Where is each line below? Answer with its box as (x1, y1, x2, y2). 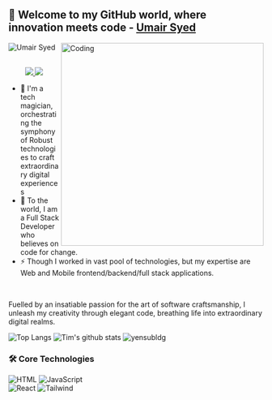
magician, (19, 101, 53, 110)
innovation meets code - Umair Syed (8, 21, 197, 35)
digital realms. (8, 316, 56, 326)
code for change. (19, 247, 79, 256)
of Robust (19, 135, 53, 144)
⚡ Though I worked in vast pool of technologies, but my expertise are (19, 256, 251, 266)
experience (19, 178, 58, 187)
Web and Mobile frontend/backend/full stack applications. (19, 268, 215, 277)
